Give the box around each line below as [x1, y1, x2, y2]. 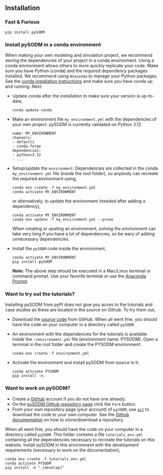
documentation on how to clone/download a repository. [12, 417, 124, 423]
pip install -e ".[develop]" [5, 465, 65, 470]
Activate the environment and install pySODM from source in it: [12, 360, 140, 366]
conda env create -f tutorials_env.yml [5, 456, 87, 461]
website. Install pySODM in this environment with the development [5, 442, 139, 448]
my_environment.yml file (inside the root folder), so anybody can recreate [12, 170, 159, 176]
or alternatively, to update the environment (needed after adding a [12, 198, 145, 204]
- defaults [12, 139, 35, 144]
